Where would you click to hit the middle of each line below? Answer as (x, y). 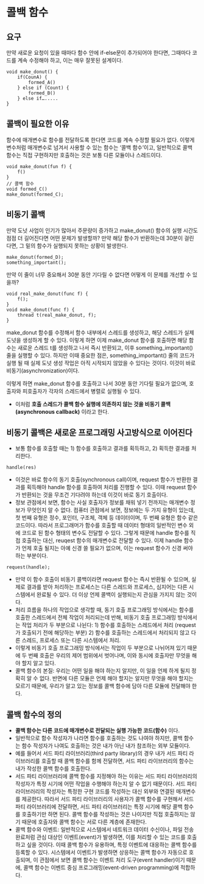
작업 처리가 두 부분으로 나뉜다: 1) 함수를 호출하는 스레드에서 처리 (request (109, 625)
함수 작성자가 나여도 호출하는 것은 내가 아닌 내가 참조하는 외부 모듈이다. (106, 746)
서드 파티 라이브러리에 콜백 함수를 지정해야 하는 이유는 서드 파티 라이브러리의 (106, 776)
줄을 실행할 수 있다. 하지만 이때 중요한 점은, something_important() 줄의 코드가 (100, 355)
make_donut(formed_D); (35, 257)
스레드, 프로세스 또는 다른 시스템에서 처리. (71, 640)
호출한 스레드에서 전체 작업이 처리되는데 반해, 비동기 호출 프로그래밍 (96, 617)
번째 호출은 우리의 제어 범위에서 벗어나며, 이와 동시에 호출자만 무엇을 (109, 656)
